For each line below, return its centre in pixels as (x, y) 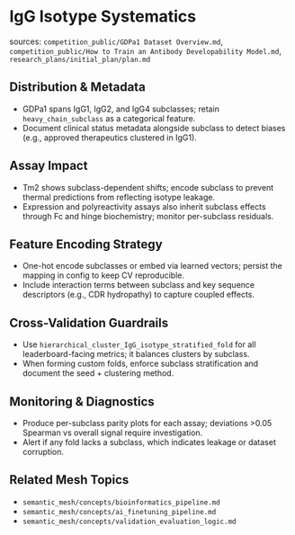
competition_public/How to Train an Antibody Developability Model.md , (145, 50)
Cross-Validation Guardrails (89, 322)
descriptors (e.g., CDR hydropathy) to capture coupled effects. (138, 295)
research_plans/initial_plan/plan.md (80, 59)
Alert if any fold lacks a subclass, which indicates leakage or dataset (149, 442)
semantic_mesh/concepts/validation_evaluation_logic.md (129, 522)
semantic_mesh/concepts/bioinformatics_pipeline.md (121, 502)
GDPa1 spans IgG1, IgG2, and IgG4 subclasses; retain (121, 109)
